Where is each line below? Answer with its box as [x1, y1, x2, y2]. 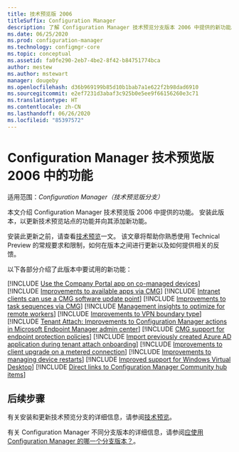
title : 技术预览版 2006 [7, 10, 73, 18]
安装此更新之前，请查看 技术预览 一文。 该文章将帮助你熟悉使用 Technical [7, 231, 221, 240]
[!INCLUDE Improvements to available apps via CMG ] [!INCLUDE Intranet [7, 286, 221, 295]
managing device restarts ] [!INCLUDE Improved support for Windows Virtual [7, 355, 231, 363]
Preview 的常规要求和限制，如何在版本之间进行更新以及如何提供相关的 [7, 241, 213, 249]
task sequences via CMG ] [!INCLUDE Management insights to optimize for [7, 301, 225, 311]
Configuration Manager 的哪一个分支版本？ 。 [7, 437, 140, 446]
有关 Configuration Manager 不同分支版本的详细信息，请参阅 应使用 [7, 428, 204, 436]
